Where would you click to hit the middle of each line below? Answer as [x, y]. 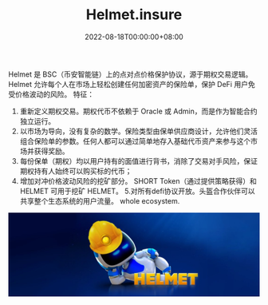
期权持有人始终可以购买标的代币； [76, 171]
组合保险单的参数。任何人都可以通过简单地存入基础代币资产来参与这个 [135, 141]
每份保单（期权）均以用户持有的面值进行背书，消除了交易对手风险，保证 [138, 160]
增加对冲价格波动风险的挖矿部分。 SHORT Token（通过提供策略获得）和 [138, 180]
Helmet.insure [134, 15]
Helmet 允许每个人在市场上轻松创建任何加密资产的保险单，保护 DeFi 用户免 [132, 84]
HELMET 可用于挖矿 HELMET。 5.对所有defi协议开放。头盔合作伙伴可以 [137, 191]
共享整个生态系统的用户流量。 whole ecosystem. [100, 200]
